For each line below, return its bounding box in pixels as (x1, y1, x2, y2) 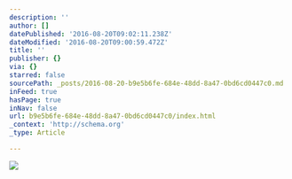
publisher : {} (9, 54, 62, 63)
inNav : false (9, 104, 58, 113)
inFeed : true (9, 87, 58, 96)
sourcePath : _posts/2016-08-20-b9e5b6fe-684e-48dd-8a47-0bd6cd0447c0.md (9, 79, 284, 88)
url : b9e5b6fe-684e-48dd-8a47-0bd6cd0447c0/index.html (9, 112, 217, 121)
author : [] (9, 21, 50, 30)
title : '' (9, 46, 46, 55)
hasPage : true (9, 95, 62, 105)
